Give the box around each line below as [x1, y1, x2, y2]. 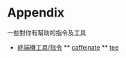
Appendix [7, 5, 64, 21]
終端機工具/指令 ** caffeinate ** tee [17, 43, 119, 51]
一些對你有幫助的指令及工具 [7, 28, 87, 37]
